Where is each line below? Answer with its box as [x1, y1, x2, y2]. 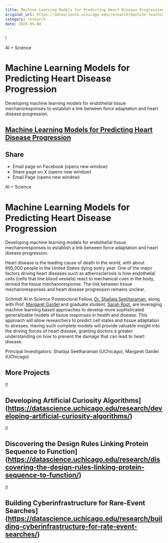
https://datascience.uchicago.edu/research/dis [7, 455, 160, 464]
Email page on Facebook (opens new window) [12, 163, 108, 169]
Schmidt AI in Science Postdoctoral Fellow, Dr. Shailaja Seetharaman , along [5, 296, 160, 302]
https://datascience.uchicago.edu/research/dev [7, 404, 162, 413]
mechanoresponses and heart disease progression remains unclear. [5, 286, 145, 292]
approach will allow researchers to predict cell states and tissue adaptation [5, 317, 159, 323]
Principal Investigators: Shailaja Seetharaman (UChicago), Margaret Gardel [5, 348, 159, 354]
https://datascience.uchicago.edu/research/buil [7, 514, 162, 523]
